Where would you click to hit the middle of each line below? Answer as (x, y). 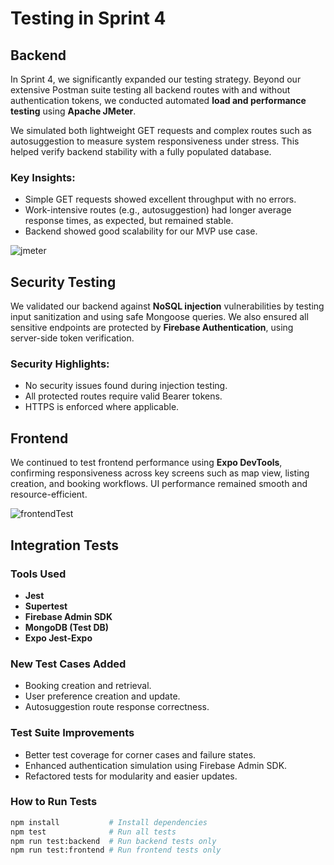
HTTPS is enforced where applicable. (102, 407)
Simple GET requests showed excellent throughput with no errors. (160, 199)
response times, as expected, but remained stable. (129, 221)
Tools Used (38, 574)
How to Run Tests (54, 802)
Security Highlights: (60, 364)
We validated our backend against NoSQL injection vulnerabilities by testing (167, 306)
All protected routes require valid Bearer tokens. (123, 396)
